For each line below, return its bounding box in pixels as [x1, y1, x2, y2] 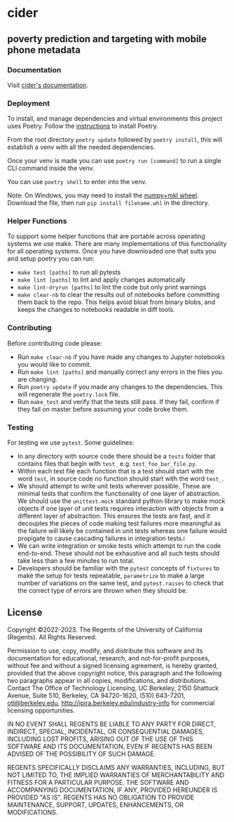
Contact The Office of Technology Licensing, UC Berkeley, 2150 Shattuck [7, 684, 219, 692]
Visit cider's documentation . [7, 81, 89, 89]
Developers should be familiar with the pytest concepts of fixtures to [17, 564, 220, 573]
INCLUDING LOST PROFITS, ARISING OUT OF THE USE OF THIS [7, 734, 194, 743]
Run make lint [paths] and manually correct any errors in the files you [17, 367, 223, 376]
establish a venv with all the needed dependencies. [7, 143, 156, 152]
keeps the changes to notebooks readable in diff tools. [17, 306, 175, 314]
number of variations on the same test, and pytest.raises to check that [17, 579, 224, 587]
